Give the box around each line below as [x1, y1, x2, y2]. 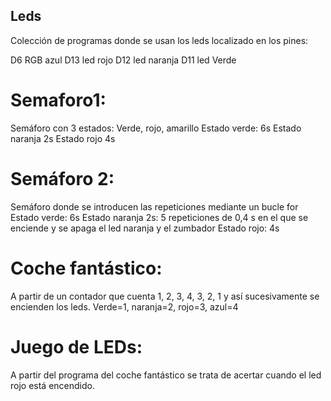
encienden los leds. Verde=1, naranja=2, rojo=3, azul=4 [10, 300, 239, 313]
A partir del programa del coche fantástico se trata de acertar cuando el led [10, 369, 322, 381]
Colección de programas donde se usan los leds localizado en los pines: [10, 34, 309, 46]
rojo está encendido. [10, 379, 95, 391]
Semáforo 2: [10, 167, 115, 190]
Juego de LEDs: [10, 335, 143, 358]
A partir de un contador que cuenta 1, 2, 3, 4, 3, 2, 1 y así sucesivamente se [10, 290, 320, 302]
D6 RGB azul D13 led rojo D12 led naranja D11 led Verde [10, 54, 237, 66]
